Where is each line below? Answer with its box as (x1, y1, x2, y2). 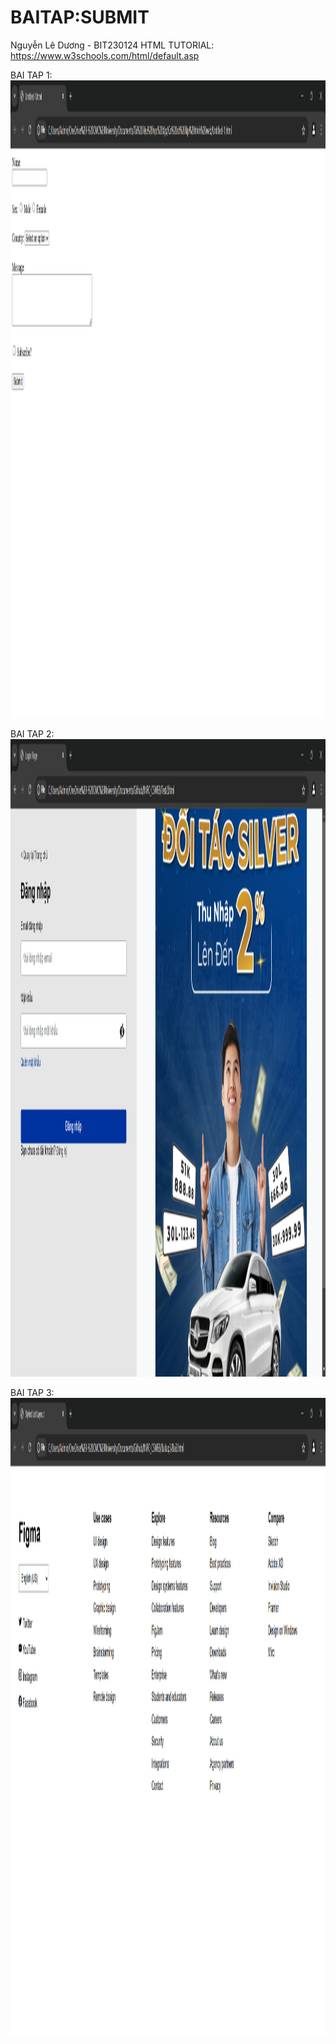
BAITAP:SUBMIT (10, 6, 150, 29)
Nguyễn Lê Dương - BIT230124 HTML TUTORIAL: (10, 39, 215, 51)
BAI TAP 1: (10, 69, 53, 81)
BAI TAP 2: (10, 727, 55, 740)
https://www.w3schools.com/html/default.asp (10, 49, 200, 61)
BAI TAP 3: (10, 1386, 55, 1398)
